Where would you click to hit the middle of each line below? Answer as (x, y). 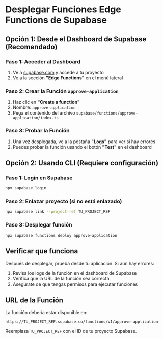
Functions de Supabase (56, 20)
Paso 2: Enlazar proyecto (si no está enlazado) (64, 201)
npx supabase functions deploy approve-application (61, 235)
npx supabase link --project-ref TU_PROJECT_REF (58, 212)
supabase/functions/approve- (107, 114)
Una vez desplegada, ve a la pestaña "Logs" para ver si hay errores (84, 142)
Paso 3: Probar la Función (37, 131)
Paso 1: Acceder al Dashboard (43, 61)
